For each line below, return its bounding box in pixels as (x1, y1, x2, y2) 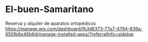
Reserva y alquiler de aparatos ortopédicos (5, 20, 96, 26)
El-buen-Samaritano (5, 4, 94, 15)
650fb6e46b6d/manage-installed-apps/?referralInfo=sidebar (5, 31, 134, 37)
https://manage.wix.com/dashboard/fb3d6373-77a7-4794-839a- (5, 25, 143, 31)
